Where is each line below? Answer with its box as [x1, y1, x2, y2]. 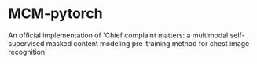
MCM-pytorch [8, 5, 104, 23]
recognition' [8, 47, 47, 56]
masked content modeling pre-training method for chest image [46, 38, 250, 48]
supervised [8, 38, 45, 48]
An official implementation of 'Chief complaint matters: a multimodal [8, 30, 229, 40]
